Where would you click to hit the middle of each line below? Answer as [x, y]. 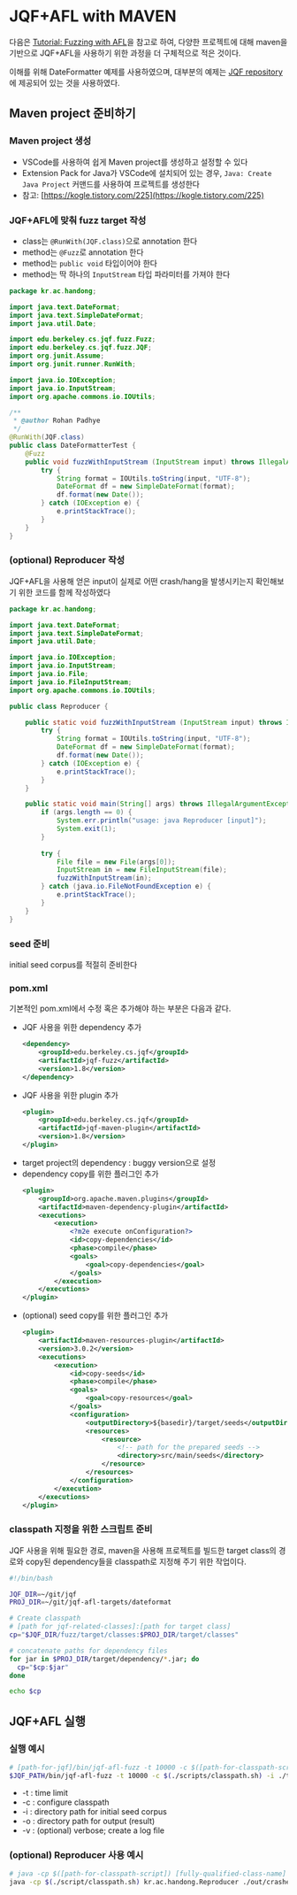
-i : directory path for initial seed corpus [95, 1811]
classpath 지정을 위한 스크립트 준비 [81, 1529]
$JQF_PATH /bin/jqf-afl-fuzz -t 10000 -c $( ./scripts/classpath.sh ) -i [142, 1776]
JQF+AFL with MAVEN [93, 16]
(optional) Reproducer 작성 [67, 560]
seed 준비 [30, 944]
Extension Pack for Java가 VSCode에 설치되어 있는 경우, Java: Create [147, 173]
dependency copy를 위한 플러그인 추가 [90, 1174]
